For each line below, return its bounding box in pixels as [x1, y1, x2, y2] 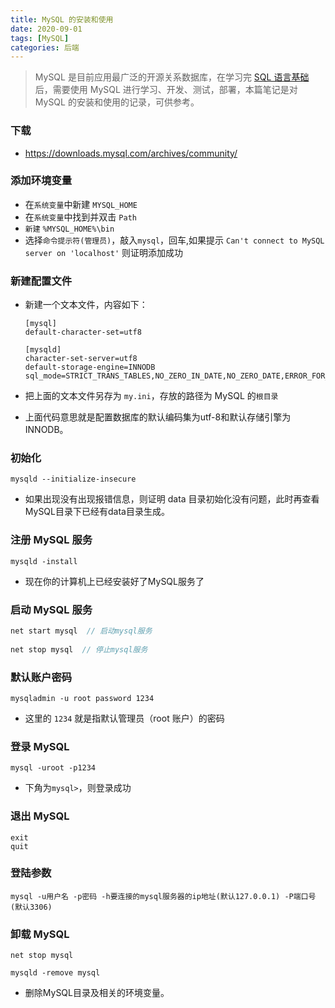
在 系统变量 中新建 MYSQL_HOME [24, 198, 138, 210]
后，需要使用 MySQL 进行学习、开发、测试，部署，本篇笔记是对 [34, 84, 298, 96]
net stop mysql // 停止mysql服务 [10, 644, 148, 655]
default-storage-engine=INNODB [24, 362, 156, 373]
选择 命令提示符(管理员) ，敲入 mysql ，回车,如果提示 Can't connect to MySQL [24, 234, 325, 246]
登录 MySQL [10, 739, 70, 753]
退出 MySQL [10, 809, 70, 823]
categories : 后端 [10, 42, 80, 53]
